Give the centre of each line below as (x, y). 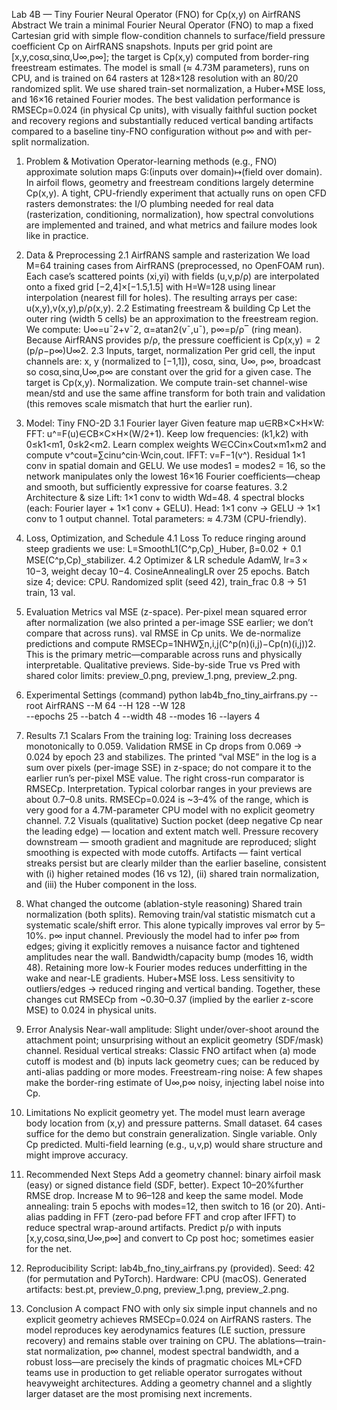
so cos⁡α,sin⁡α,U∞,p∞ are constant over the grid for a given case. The (168, 372)
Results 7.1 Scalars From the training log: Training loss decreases (159, 735)
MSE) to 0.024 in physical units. (91, 1010)
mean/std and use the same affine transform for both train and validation (175, 393)
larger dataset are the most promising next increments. (139, 1393)
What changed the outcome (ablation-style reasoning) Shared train (164, 903)
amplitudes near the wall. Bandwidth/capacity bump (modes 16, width (169, 957)
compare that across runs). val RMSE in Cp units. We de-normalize (163, 633)
